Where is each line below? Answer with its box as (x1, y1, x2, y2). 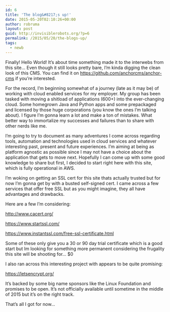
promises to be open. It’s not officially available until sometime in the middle (5, 286, 163, 292)
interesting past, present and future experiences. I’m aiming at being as (5, 143, 154, 150)
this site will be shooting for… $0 (5, 251, 74, 257)
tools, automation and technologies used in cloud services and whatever (5, 138, 157, 144)
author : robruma (5, 21, 40, 27)
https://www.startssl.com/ (5, 220, 60, 226)
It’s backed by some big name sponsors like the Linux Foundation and (5, 280, 151, 287)
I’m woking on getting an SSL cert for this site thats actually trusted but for (5, 175, 161, 181)
